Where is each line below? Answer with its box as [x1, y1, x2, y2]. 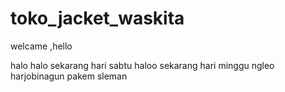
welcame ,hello [10, 40, 73, 52]
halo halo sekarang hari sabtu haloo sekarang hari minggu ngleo [10, 59, 275, 71]
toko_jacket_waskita [10, 7, 185, 30]
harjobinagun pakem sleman [10, 70, 128, 82]
